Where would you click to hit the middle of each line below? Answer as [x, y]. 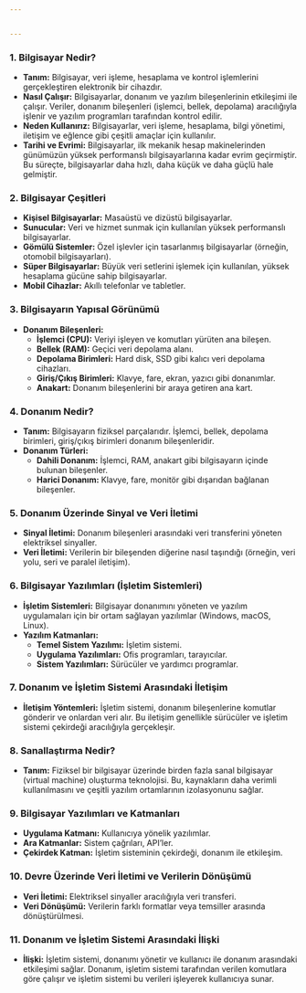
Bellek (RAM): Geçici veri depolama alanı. [115, 349]
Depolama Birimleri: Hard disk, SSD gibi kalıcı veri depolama [151, 358]
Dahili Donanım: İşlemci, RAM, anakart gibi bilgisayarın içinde [152, 460]
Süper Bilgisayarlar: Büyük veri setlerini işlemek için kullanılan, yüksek [156, 267]
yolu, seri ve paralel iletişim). [76, 562]
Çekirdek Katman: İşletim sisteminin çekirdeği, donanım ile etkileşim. [153, 853]
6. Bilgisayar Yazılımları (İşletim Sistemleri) [106, 586]
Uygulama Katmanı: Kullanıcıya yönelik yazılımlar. [117, 833]
